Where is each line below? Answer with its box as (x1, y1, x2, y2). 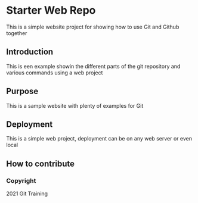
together (6, 29, 27, 36)
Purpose (6, 86, 39, 96)
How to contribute (6, 158, 75, 168)
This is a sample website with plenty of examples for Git (6, 102, 144, 109)
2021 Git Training (6, 190, 48, 197)
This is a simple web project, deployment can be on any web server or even (6, 135, 193, 142)
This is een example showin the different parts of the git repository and (6, 63, 181, 70)
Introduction (6, 47, 54, 57)
